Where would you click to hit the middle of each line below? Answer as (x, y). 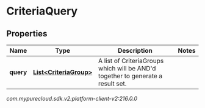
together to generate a (131, 76)
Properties (27, 34)
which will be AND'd (127, 68)
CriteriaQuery (42, 11)
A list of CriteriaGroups (131, 61)
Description (135, 51)
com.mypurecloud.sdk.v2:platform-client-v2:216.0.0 (72, 99)
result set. (113, 83)
